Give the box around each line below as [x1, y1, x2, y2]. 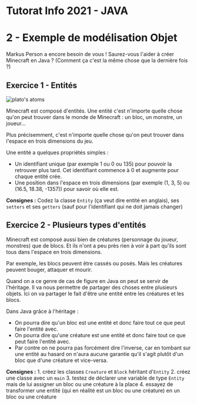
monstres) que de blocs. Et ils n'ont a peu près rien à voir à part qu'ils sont [6, 242, 186, 249]
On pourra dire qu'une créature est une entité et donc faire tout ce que [14, 331, 186, 338]
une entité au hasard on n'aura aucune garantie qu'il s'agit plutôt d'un [14, 350, 184, 357]
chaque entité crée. [14, 173, 62, 180]
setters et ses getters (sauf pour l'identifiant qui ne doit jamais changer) [6, 203, 183, 210]
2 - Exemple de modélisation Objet [6, 31, 178, 45]
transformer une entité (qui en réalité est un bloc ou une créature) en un [6, 387, 181, 394]
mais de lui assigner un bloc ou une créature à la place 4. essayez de [6, 380, 173, 387]
